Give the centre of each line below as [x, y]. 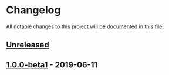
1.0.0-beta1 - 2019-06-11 [52, 65]
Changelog [33, 10]
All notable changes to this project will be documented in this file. [85, 26]
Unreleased [28, 45]
